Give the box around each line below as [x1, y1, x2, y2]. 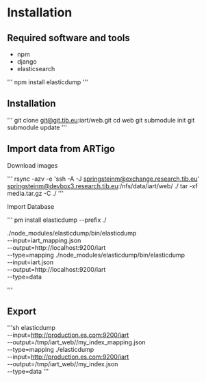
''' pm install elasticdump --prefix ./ [7, 216, 107, 224]
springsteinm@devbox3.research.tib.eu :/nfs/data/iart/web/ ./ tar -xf [7, 181, 198, 190]
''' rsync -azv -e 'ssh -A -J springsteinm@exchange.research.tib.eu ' [7, 175, 200, 183]
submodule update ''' [7, 123, 67, 131]
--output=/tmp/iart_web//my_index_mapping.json [7, 338, 146, 346]
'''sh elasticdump [7, 324, 56, 332]
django [16, 58, 37, 66]
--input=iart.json [7, 258, 54, 266]
